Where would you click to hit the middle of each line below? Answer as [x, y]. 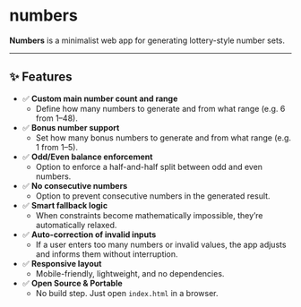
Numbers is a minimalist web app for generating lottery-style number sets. [147, 40]
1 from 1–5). [57, 147]
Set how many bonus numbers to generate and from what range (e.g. [163, 137]
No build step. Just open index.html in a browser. [127, 293]
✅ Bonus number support [71, 127]
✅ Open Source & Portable [72, 283]
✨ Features [41, 77]
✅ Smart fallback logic [65, 205]
